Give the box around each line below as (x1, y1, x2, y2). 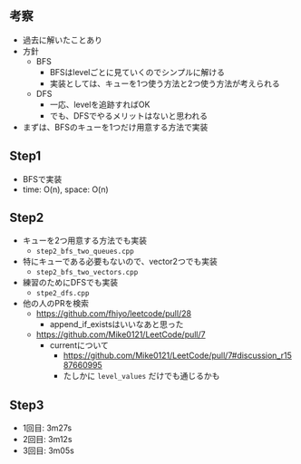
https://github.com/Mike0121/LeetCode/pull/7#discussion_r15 (63, 350, 292, 361)
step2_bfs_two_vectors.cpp (35, 268, 139, 277)
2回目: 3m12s (22, 434, 73, 445)
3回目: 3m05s (22, 445, 74, 456)
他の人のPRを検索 (22, 298, 89, 309)
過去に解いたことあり (22, 34, 102, 45)
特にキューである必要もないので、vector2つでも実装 (22, 256, 218, 267)
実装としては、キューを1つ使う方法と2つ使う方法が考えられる (49, 78, 280, 89)
